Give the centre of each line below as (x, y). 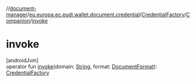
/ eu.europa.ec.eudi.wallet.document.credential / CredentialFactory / (107, 15)
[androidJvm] (23, 60)
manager (17, 15)
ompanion (18, 21)
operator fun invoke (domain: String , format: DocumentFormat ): (82, 66)
